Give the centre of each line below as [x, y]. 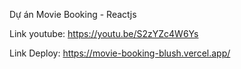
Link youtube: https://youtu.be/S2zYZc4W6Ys [104, 33]
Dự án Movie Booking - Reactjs [73, 14]
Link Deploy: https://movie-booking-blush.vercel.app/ [120, 53]
